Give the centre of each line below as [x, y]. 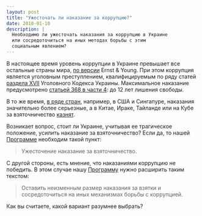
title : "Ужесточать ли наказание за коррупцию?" [69, 18]
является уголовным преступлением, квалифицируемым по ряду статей [101, 76]
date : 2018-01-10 [28, 23]
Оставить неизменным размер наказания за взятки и [91, 188]
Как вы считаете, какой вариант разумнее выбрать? [75, 206]
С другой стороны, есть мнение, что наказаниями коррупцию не [91, 163]
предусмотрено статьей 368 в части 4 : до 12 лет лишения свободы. [95, 89]
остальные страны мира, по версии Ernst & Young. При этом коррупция [100, 70]
